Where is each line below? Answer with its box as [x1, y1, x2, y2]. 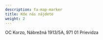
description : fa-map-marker [5, 7, 63, 12]
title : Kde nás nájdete [5, 12, 54, 17]
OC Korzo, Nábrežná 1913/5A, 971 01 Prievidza [5, 30, 99, 36]
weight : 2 [5, 16, 26, 21]
